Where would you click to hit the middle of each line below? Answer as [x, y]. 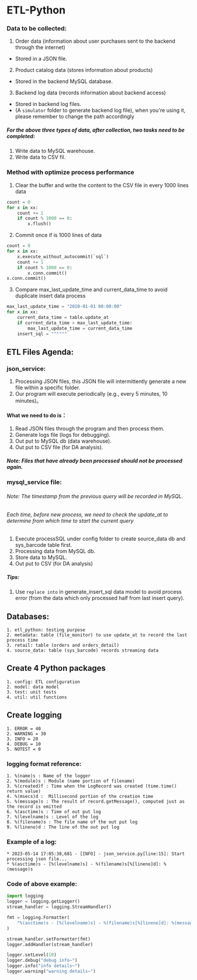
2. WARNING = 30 [26, 734]
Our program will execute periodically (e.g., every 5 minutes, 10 [91, 394]
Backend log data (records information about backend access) [90, 93]
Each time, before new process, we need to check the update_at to [87, 514]
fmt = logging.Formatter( [38, 918]
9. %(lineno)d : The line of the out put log [63, 827]
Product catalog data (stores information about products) [84, 70]
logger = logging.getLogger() [44, 902]
